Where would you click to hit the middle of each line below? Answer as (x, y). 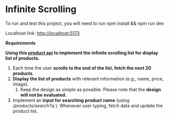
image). (21, 84)
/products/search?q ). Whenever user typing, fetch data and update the (88, 105)
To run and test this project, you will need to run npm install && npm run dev (85, 23)
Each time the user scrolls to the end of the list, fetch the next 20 (82, 68)
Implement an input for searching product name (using (71, 100)
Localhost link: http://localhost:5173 (43, 33)
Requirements (20, 43)
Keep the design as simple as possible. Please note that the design (91, 89)
